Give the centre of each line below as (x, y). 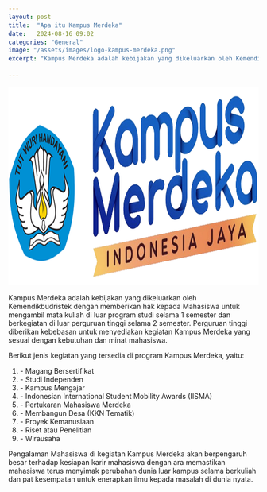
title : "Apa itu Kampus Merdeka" (66, 25)
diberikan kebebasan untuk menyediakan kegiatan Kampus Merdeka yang (129, 331)
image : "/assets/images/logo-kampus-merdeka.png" (92, 50)
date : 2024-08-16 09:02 (51, 33)
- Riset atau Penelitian (56, 430)
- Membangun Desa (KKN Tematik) (77, 413)
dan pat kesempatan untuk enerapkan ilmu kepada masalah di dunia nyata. (131, 479)
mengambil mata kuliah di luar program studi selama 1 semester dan (120, 315)
